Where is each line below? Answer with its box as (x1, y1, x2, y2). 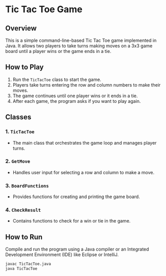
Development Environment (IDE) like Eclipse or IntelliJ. (5, 252, 119, 258)
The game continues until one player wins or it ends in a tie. (12, 93, 138, 99)
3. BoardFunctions (5, 182, 49, 189)
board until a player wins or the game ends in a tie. (5, 48, 112, 54)
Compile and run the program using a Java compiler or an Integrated (5, 246, 149, 253)
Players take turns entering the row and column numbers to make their (12, 81, 161, 88)
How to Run (5, 233, 43, 241)
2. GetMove (5, 158, 31, 165)
